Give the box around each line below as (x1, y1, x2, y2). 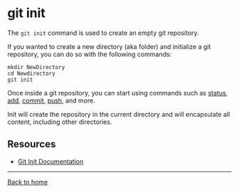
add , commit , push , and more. (7, 96, 95, 105)
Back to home (7, 177, 48, 186)
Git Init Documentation (17, 157, 84, 165)
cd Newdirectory (7, 70, 55, 77)
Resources (7, 138, 56, 150)
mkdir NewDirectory (7, 63, 65, 71)
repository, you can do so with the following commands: (7, 50, 172, 58)
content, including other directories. (7, 118, 112, 126)
